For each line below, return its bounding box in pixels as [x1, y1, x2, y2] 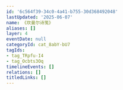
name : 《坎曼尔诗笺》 [6, 20, 53, 25]
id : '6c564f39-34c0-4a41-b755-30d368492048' [6, 8, 118, 15]
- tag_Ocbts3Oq [6, 58, 44, 64]
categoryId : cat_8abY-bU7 [6, 42, 70, 48]
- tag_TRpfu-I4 [6, 53, 44, 59]
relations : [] [6, 69, 42, 75]
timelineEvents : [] [6, 63, 55, 70]
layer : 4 [6, 31, 28, 37]
